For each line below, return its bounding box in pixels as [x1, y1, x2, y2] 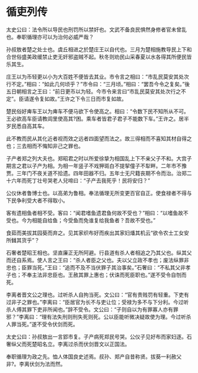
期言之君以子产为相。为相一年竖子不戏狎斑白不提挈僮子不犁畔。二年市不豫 [6, 162, 187, 169]
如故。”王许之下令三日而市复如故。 [44, 95, 127, 102]
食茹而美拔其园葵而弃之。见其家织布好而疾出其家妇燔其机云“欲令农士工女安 [6, 229, 190, 236]
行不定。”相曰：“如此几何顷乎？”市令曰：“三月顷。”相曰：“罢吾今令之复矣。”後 [6, 80, 190, 87]
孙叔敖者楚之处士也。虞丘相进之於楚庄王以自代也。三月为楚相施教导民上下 [6, 45, 187, 53]
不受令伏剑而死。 [37, 321, 78, 328]
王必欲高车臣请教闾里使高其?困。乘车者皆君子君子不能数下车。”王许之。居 [6, 115, 184, 122]
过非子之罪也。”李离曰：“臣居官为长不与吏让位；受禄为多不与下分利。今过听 [6, 298, 189, 305]
